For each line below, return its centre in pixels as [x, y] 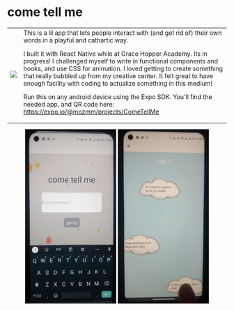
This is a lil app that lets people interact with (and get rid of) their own [123, 33]
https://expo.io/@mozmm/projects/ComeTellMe [91, 112]
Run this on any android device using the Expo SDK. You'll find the [118, 97]
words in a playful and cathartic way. [76, 40]
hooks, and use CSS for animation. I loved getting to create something [123, 68]
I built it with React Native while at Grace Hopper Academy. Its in [115, 54]
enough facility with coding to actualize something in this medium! [118, 83]
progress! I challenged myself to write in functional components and [120, 61]
